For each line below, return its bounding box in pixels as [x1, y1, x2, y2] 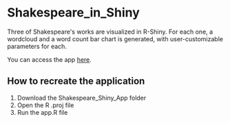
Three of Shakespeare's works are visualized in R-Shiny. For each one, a [7, 27, 213, 36]
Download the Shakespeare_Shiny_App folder [17, 93, 147, 102]
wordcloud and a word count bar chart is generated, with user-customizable [7, 34, 224, 43]
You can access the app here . [7, 55, 92, 63]
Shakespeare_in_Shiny [7, 5, 140, 21]
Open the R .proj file [17, 101, 74, 109]
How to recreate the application [7, 76, 145, 87]
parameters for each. [7, 42, 67, 50]
